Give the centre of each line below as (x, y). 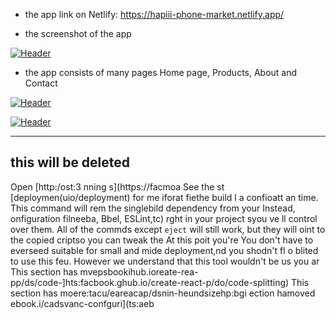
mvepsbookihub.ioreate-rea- (139, 271)
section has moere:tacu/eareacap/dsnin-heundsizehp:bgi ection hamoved (163, 293)
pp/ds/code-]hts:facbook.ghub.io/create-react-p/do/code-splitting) (150, 282)
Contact (41, 83)
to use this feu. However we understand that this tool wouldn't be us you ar (165, 261)
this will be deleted (70, 162)
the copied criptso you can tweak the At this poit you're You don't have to (162, 240)
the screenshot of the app (78, 33)
